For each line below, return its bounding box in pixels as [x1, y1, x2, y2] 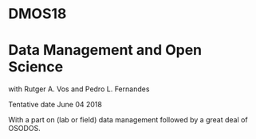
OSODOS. [8, 124, 41, 133]
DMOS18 [8, 5, 67, 23]
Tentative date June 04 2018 [8, 100, 102, 110]
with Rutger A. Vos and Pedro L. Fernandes [8, 84, 150, 94]
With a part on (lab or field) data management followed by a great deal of [8, 115, 249, 125]
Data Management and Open [8, 41, 203, 60]
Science [8, 58, 64, 76]
